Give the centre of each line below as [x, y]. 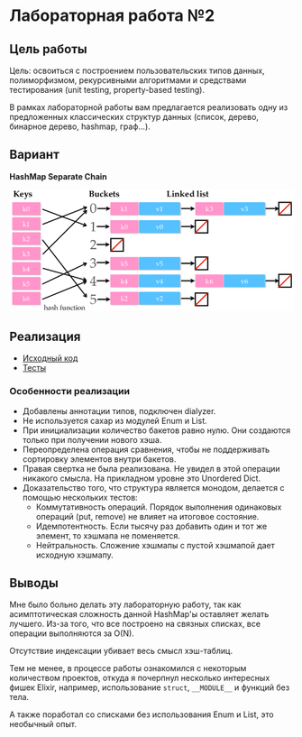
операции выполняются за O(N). [72, 633]
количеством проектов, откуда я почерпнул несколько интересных [140, 678]
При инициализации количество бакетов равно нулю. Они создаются [156, 430]
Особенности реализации [70, 392]
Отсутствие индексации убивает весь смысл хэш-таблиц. [121, 651]
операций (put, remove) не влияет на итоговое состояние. [147, 516]
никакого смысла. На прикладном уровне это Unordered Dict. [142, 478]
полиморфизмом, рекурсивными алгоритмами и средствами [128, 80]
